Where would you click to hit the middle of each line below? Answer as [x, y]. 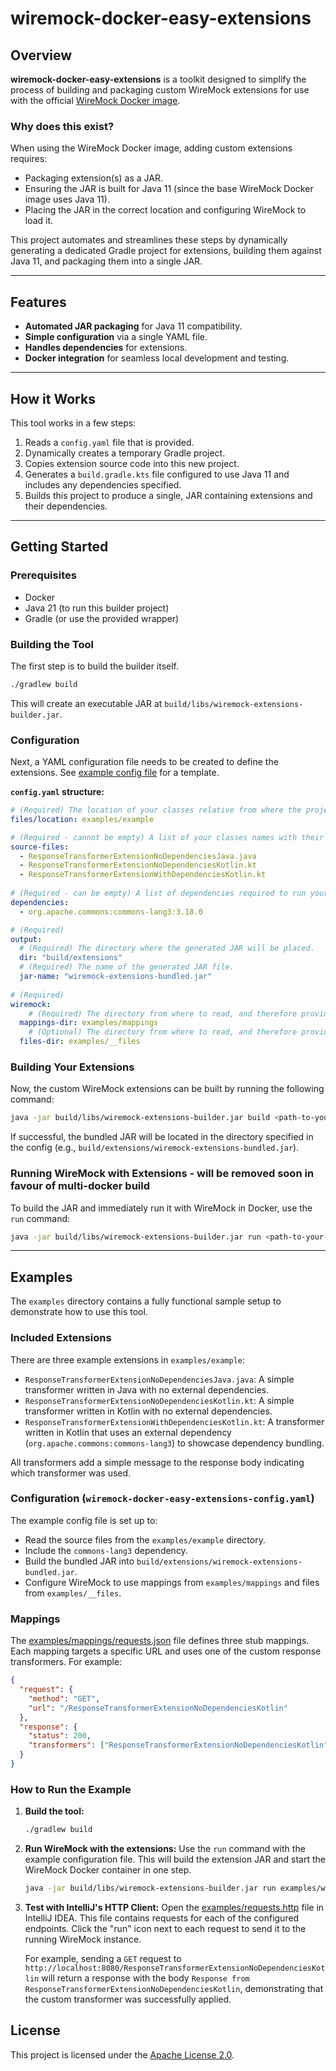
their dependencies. [66, 506]
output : [26, 939]
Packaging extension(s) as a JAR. [93, 178]
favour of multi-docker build [80, 1186]
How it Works [53, 398]
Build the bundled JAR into [79, 1561]
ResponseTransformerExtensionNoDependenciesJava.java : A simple [159, 1379]
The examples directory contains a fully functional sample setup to [146, 1301]
